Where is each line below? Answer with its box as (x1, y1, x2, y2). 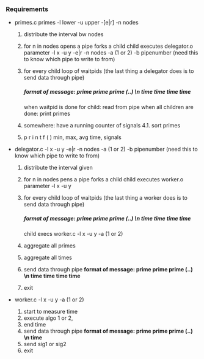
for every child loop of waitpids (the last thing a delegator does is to (23, 67, 194, 75)
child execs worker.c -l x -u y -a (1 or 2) (23, 230, 123, 238)
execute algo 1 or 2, (23, 314, 73, 322)
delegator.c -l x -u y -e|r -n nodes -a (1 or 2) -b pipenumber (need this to (14, 146, 198, 153)
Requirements (5, 5, 49, 13)
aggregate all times (23, 254, 73, 262)
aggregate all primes (23, 242, 76, 249)
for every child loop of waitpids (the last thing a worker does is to (23, 194, 188, 202)
